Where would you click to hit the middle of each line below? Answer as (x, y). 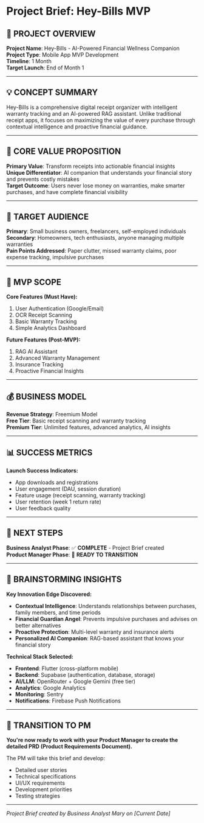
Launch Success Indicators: (42, 471)
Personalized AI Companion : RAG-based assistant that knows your (100, 638)
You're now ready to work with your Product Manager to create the (92, 740)
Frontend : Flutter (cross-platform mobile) (67, 668)
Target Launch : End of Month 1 (45, 68)
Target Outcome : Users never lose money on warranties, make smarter (96, 185)
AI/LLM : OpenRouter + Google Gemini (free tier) (75, 681)
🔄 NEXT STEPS (35, 533)
